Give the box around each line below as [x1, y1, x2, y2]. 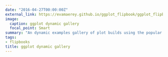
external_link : [5, 12, 37, 17]
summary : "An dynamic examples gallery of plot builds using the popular [5, 30, 162, 35]
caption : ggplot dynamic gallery [9, 21, 79, 26]
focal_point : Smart [9, 26, 50, 31]
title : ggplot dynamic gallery [5, 44, 70, 49]
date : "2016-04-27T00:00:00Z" [5, 7, 68, 12]
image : [5, 16, 19, 21]
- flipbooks [5, 40, 30, 45]
